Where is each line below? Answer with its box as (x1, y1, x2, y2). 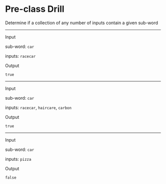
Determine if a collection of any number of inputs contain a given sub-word (5, 20, 158, 26)
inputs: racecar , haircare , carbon (5, 105, 72, 110)
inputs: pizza (5, 156, 32, 162)
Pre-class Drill (5, 3, 65, 15)
